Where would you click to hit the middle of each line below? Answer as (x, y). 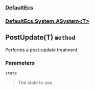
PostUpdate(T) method (40, 38)
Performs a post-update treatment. (42, 50)
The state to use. (35, 82)
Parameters (20, 63)
